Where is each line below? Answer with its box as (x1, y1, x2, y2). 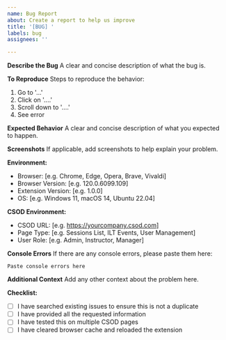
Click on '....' (17, 95, 53, 105)
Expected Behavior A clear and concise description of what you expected (7, 124, 220, 132)
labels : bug (7, 29, 42, 37)
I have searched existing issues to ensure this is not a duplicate (17, 302, 199, 311)
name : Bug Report (7, 10, 58, 17)
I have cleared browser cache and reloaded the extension (17, 325, 183, 334)
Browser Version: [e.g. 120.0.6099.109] (17, 179, 129, 188)
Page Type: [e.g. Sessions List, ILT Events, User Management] (17, 229, 196, 237)
